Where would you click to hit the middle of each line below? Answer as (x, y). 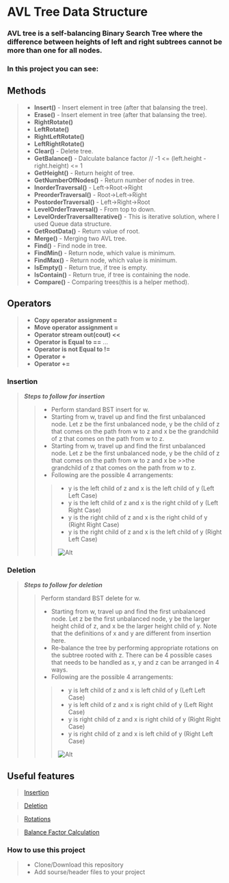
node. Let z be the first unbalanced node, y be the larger (131, 619)
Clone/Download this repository (79, 865)
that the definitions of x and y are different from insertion (131, 633)
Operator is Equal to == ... (71, 342)
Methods (27, 91)
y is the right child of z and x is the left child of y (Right (145, 532)
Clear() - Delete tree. (64, 151)
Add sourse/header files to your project (90, 872)
